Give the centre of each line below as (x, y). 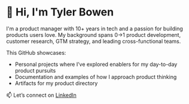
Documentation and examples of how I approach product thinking (96, 77)
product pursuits (35, 70)
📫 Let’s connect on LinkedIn (41, 95)
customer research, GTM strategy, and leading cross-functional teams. (94, 41)
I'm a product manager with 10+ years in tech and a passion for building (95, 29)
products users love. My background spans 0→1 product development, (94, 34)
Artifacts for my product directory (56, 83)
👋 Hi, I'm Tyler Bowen (60, 12)
